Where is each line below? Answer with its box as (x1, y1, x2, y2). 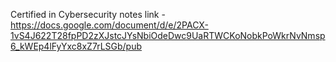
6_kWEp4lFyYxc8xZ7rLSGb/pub (10, 40, 143, 52)
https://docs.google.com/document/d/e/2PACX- (10, 19, 209, 31)
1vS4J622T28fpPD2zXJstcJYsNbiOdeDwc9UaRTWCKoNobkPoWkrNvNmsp (10, 30, 326, 41)
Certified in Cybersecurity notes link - (10, 9, 166, 20)
